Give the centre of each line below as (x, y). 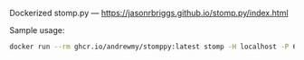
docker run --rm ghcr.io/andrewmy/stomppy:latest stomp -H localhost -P (149, 47)
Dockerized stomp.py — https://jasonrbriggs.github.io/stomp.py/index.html (149, 13)
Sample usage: (37, 30)
